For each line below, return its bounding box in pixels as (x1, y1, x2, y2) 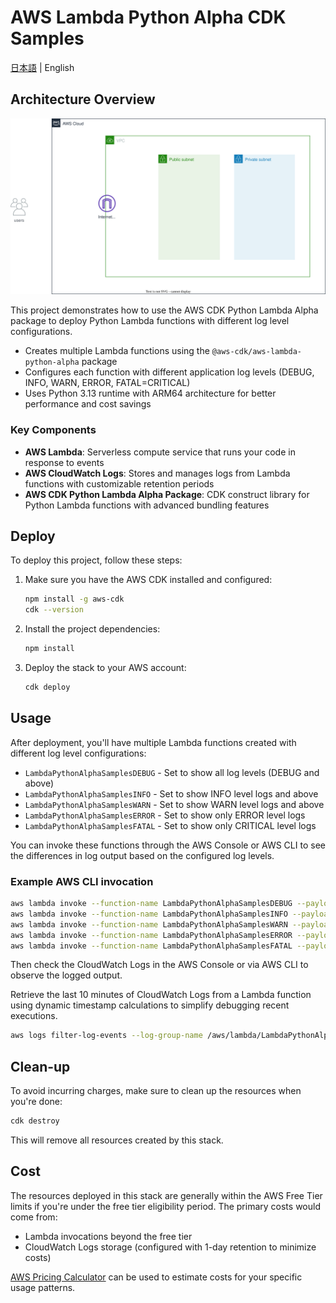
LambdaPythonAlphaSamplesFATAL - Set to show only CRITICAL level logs (24, 819, 317, 831)
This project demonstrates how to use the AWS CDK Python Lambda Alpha (10, 304, 319, 316)
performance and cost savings (24, 398, 152, 410)
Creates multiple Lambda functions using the (24, 345, 210, 357)
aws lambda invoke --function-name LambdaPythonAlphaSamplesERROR (10, 930, 293, 940)
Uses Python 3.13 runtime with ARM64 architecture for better (24, 387, 277, 400)
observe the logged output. (10, 969, 123, 981)
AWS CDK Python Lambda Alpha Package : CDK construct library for (24, 488, 310, 500)
